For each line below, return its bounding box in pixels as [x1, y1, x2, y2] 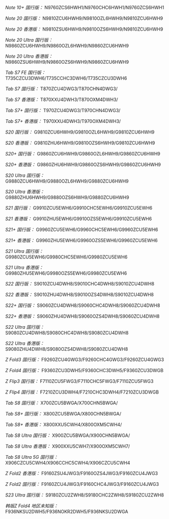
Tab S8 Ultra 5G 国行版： [5, 454, 59, 460]
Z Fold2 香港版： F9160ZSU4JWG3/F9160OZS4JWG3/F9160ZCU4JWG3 [5, 471, 158, 476]
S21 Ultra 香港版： [5, 265, 44, 270]
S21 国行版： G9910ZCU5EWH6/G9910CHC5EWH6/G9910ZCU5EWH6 [5, 205, 153, 211]
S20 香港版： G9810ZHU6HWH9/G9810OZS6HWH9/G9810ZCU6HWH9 [5, 140, 155, 146]
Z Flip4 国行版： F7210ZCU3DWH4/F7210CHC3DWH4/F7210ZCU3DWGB [5, 389, 159, 395]
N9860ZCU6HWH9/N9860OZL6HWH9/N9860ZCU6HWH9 [5, 43, 129, 48]
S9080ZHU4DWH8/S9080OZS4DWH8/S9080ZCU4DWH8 [5, 346, 128, 352]
